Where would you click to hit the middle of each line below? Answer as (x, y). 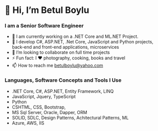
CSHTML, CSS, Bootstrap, (39, 107)
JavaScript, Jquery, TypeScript (44, 96)
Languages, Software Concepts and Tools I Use (63, 80)
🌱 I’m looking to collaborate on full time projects (61, 52)
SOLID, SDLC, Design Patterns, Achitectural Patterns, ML (70, 118)
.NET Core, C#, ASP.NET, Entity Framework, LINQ (63, 91)
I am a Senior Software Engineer (44, 26)
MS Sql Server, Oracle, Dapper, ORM (50, 112)
